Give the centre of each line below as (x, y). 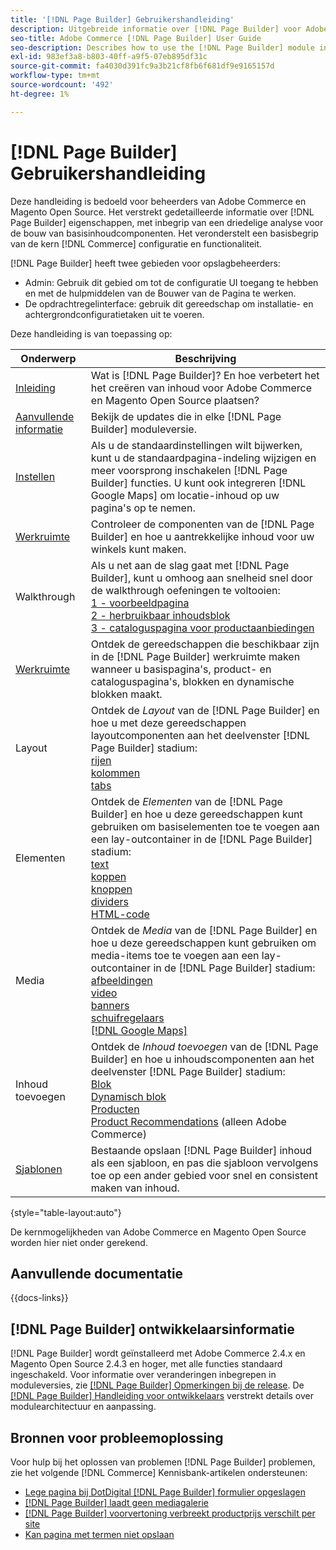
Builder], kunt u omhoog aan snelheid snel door (201, 578)
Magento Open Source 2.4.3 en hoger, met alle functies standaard (146, 1364)
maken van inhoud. (135, 1188)
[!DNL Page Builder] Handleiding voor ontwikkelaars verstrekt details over (162, 1396)
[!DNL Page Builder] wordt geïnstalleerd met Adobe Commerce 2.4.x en (158, 1353)
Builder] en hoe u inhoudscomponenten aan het (202, 1059)
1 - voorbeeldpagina (140, 603)
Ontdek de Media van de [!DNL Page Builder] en (204, 930)
